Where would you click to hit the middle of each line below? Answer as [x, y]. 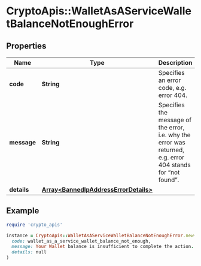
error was [172, 142]
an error [170, 80]
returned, [171, 150]
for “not [169, 172]
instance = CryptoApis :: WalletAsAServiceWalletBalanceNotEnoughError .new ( [101, 235]
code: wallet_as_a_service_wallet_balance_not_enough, [81, 241]
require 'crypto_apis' [34, 225]
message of [175, 120]
